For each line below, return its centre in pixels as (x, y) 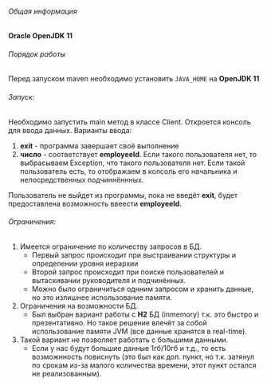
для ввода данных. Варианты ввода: (70, 130)
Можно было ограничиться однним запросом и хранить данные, (143, 289)
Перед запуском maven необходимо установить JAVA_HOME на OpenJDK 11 (134, 79)
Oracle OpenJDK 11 (41, 36)
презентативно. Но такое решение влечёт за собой (119, 322)
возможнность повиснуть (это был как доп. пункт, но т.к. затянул (143, 356)
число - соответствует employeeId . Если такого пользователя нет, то (138, 154)
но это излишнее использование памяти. (102, 297)
